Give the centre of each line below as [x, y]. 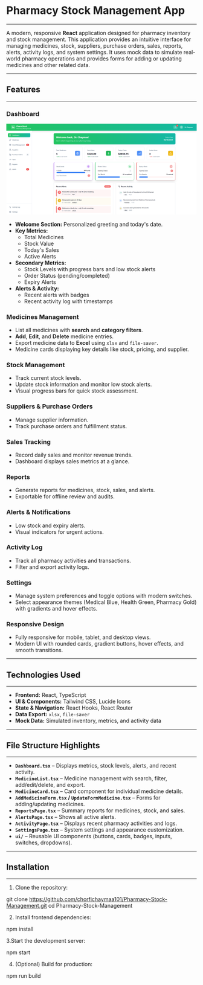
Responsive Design [35, 624]
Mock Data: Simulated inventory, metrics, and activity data [88, 721]
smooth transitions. [39, 650]
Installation [28, 867]
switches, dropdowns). [43, 842]
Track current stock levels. [48, 378]
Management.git [27, 905]
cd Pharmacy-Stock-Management [90, 905]
